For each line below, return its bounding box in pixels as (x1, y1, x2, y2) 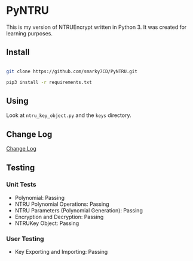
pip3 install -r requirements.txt (6, 79, 93, 85)
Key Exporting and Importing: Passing (14, 248, 108, 256)
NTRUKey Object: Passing (14, 220, 79, 227)
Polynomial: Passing (14, 194, 65, 201)
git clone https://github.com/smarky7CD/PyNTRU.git (6, 68, 137, 74)
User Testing (6, 235, 44, 243)
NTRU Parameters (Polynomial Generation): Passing (14, 206, 143, 214)
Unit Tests (6, 181, 37, 189)
